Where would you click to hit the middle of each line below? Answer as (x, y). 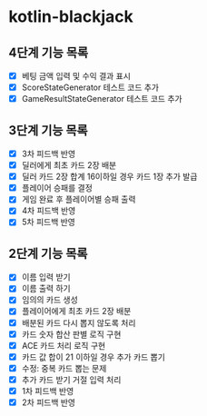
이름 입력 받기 (46, 277)
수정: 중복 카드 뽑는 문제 (64, 368)
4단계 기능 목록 (49, 52)
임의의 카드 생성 (49, 300)
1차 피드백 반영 (48, 391)
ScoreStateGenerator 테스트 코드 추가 (90, 87)
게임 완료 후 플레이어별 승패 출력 (79, 199)
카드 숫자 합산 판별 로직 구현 (71, 334)
